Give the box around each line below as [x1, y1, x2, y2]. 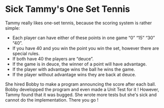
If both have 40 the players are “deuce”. [12, 55, 94, 61]
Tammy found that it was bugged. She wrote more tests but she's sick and [5, 92, 157, 98]
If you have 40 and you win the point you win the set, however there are [12, 45, 160, 51]
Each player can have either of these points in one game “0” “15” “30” [12, 35, 155, 41]
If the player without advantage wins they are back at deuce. [12, 71, 136, 77]
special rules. [12, 51, 40, 56]
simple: [5, 25, 20, 31]
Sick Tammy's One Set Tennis [5, 3, 130, 15]
